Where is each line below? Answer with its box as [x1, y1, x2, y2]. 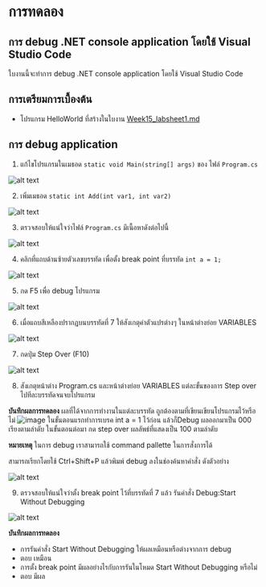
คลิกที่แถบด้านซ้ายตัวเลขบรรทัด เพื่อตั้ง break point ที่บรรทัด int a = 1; [19, 254, 222, 264]
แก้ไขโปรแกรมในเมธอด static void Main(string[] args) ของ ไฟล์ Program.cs [19, 159, 259, 169]
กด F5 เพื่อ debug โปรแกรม [19, 285, 100, 295]
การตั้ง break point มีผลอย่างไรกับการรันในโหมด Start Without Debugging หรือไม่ [19, 562, 258, 572]
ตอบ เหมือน [19, 553, 52, 563]
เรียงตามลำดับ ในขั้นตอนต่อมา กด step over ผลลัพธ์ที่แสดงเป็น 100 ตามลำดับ [8, 424, 219, 433]
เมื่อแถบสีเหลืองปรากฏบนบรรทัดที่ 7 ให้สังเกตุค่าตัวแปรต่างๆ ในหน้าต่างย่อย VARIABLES [19, 317, 257, 327]
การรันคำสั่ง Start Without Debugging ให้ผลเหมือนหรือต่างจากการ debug [19, 544, 231, 553]
